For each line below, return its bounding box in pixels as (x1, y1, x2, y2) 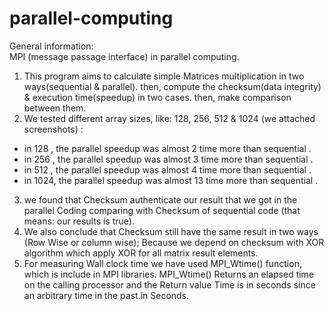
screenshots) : (23, 123, 84, 135)
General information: (9, 40, 94, 52)
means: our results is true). (23, 215, 135, 227)
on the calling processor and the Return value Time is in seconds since (23, 278, 316, 291)
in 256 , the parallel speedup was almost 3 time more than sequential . (23, 153, 314, 165)
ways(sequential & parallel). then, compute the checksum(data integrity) (23, 80, 322, 92)
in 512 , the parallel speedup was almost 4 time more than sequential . (23, 163, 312, 176)
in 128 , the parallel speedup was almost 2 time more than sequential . (23, 142, 312, 154)
